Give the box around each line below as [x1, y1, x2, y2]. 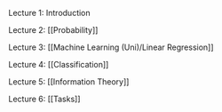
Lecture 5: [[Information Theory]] [8, 76, 130, 87]
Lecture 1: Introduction [8, 8, 91, 18]
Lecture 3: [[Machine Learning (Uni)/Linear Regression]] [8, 42, 214, 52]
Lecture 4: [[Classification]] [8, 60, 109, 69]
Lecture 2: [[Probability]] [8, 25, 99, 35]
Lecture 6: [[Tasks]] [8, 93, 81, 104]
